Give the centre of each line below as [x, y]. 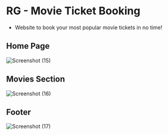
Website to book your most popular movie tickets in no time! [88, 27]
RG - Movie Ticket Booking [73, 11]
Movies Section [36, 79]
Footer [19, 112]
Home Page [28, 46]
